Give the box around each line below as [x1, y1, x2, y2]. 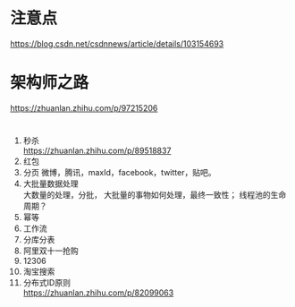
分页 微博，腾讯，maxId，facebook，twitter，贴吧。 [22, 167, 216, 178]
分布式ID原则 [22, 277, 71, 288]
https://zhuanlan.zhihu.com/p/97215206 [10, 102, 158, 113]
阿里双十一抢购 [22, 245, 79, 256]
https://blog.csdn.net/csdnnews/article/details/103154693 [10, 38, 224, 49]
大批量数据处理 [22, 178, 79, 189]
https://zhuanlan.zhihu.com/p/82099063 [22, 287, 174, 298]
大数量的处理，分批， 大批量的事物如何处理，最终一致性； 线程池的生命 [22, 190, 287, 200]
